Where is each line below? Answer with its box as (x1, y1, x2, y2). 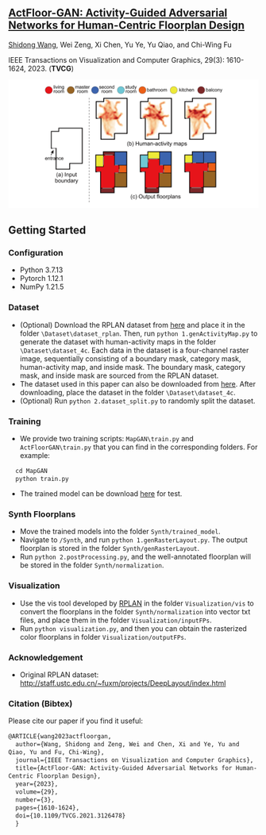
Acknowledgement (8, 652, 83, 663)
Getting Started (8, 224, 87, 237)
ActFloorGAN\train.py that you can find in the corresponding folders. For (19, 442, 258, 452)
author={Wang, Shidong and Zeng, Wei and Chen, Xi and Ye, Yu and (15, 741, 240, 748)
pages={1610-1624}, (15, 804, 80, 812)
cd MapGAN (15, 467, 48, 475)
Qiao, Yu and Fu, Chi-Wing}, (8, 748, 105, 756)
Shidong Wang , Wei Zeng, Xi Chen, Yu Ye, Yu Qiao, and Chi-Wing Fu (8, 40, 232, 49)
